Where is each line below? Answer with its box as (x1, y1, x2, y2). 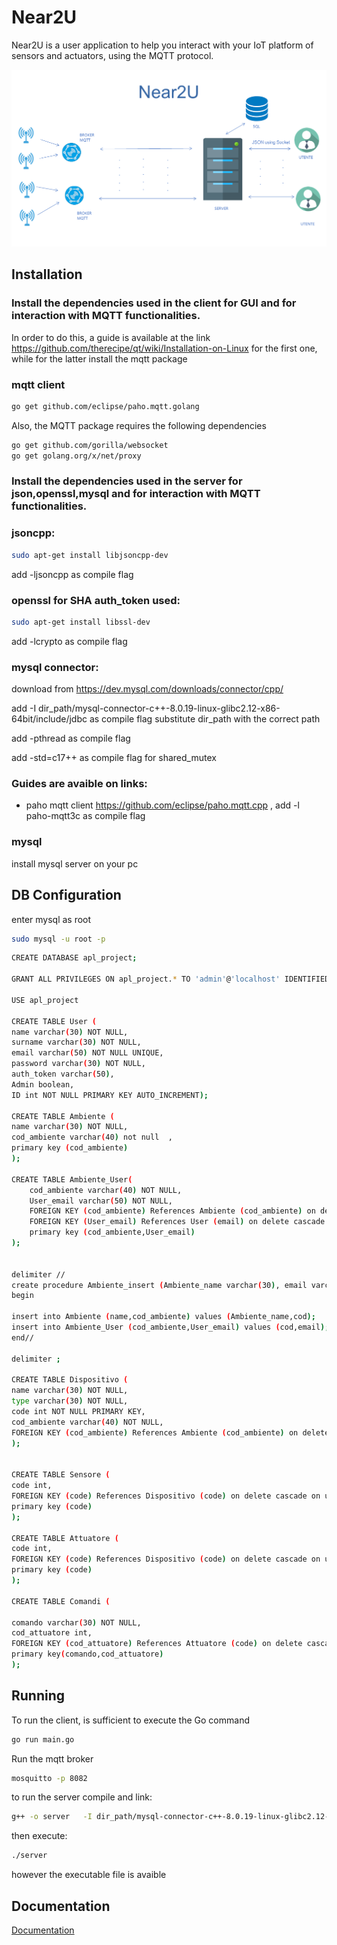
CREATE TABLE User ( (11, 1016, 98, 1026)
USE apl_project (11, 995, 79, 1005)
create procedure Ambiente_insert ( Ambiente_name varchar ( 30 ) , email (11, 1280, 308, 1290)
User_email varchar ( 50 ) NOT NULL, (29, 1196, 173, 1206)
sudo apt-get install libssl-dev (11, 617, 151, 627)
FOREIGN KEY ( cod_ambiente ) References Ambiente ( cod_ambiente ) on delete (11, 1427, 330, 1438)
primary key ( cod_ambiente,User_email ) (29, 1227, 196, 1238)
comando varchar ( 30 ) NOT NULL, (11, 1617, 142, 1628)
